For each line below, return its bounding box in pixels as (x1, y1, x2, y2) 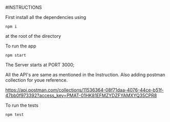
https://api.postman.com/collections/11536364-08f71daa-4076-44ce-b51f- (5, 87, 164, 93)
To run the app (5, 43, 36, 49)
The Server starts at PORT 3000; (5, 62, 75, 68)
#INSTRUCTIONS (5, 5, 42, 10)
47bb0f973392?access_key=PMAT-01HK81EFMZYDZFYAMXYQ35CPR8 (5, 92, 157, 99)
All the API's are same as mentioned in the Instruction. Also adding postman (5, 71, 165, 78)
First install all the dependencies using (5, 14, 87, 20)
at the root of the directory (5, 33, 61, 39)
